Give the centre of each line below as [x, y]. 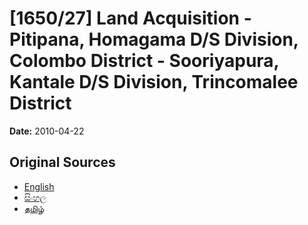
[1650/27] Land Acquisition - [130, 18]
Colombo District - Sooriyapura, [144, 61]
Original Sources [62, 162]
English [39, 186]
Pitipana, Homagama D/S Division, [154, 39]
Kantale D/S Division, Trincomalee [154, 82]
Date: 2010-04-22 [47, 131]
